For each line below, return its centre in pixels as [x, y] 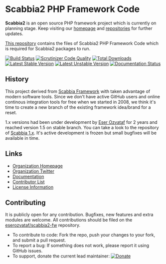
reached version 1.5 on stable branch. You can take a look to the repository [82, 127]
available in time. [22, 138]
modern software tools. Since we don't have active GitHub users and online [83, 96]
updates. [14, 33]
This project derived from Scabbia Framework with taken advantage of [78, 91]
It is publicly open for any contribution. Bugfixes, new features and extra [79, 215]
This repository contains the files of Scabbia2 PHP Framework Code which [82, 43]
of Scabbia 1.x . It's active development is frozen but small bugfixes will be [81, 133]
